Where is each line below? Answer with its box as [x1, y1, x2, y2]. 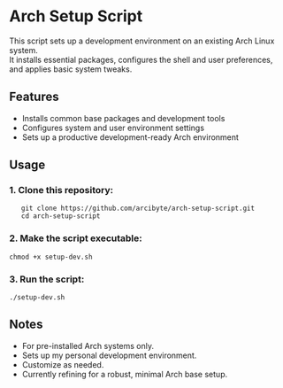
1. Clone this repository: [9, 184, 113, 197]
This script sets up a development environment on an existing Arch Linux [9, 35, 275, 46]
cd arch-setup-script [20, 212, 101, 221]
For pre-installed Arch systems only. [21, 340, 155, 351]
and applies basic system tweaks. [9, 64, 133, 74]
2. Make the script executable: [9, 232, 143, 244]
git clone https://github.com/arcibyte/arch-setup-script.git [20, 204, 255, 213]
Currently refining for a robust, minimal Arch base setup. [21, 369, 228, 379]
